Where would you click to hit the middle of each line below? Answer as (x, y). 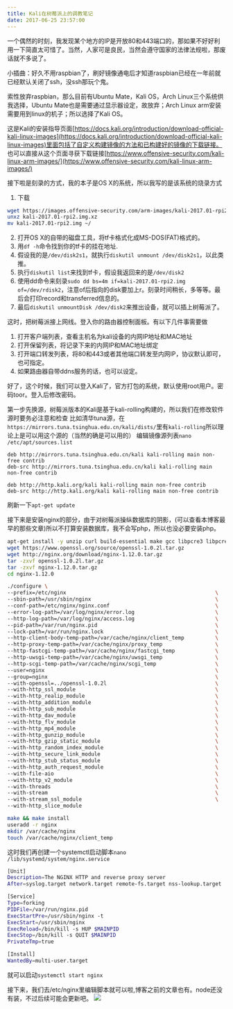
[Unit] (17, 871)
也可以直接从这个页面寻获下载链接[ (57, 153)
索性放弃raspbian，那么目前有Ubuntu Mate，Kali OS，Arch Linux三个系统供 (115, 96)
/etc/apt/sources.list (40, 443)
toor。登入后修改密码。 (46, 395)
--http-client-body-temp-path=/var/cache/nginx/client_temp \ (113, 638)
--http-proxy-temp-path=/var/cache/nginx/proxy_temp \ (113, 644)
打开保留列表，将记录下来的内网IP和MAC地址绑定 (88, 345)
